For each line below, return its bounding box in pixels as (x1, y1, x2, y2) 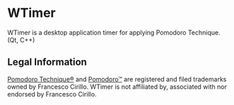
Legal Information (7, 56, 87, 68)
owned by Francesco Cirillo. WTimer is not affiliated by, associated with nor (7, 82, 228, 91)
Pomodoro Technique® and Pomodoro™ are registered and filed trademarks (7, 75, 227, 83)
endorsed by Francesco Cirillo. (7, 89, 97, 98)
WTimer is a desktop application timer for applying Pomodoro (7, 28, 187, 37)
